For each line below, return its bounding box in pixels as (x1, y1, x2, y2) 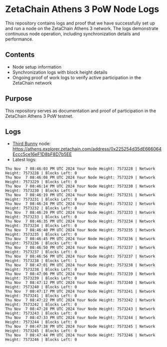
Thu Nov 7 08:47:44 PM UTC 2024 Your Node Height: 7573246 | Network (5, 333, 155, 338)
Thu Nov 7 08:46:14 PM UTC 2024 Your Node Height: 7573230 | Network (5, 184, 155, 189)
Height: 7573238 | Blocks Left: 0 (5, 267, 77, 272)
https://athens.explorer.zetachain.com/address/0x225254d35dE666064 (12, 146, 161, 152)
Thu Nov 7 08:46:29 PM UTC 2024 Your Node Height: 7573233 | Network (5, 210, 155, 215)
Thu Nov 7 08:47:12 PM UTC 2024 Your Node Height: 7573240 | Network (5, 280, 155, 285)
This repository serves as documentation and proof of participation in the (5, 108, 156, 114)
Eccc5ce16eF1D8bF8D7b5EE (12, 151, 72, 157)
